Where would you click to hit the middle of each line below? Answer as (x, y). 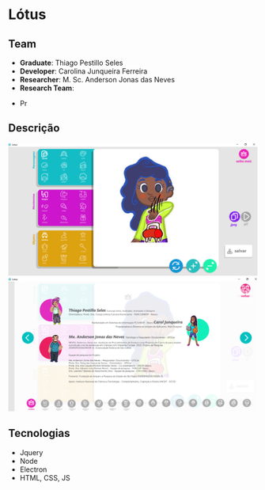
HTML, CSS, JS (45, 477)
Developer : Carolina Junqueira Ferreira (83, 71)
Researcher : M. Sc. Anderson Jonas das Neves (97, 80)
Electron (33, 469)
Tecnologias (39, 433)
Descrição (34, 128)
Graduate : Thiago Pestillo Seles (71, 63)
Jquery (31, 452)
